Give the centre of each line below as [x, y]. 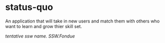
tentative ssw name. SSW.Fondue [40, 36]
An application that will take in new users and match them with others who [82, 21]
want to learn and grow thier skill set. [44, 26]
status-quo [29, 7]
